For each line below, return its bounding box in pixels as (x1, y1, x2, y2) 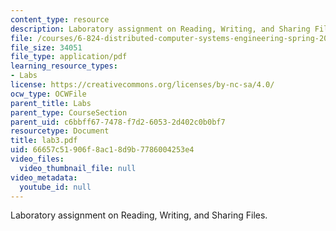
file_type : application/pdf (10, 52, 128, 62)
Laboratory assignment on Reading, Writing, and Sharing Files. (10, 209, 268, 221)
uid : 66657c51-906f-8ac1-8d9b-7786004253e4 (10, 145, 195, 155)
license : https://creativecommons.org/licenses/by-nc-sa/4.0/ (10, 80, 275, 90)
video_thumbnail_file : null (19, 163, 137, 173)
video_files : (10, 154, 65, 164)
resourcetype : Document (10, 126, 110, 136)
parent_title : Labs (10, 98, 92, 108)
